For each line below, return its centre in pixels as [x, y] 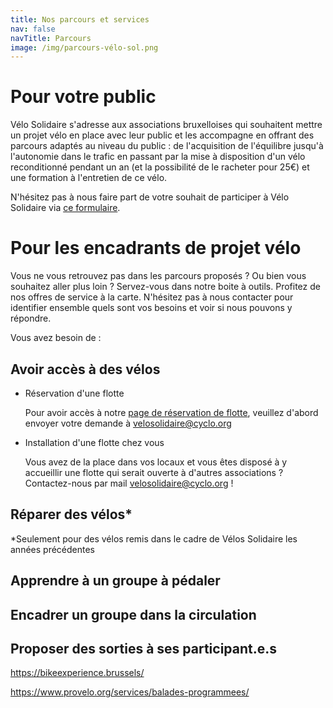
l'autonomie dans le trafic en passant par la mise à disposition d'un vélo [158, 157]
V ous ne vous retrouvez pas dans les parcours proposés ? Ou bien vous [158, 276]
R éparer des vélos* [71, 514]
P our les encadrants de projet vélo [156, 248]
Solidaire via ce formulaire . [65, 208]
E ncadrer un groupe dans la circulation [133, 614]
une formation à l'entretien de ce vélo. [89, 178]
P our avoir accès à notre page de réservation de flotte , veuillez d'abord [171, 412]
